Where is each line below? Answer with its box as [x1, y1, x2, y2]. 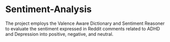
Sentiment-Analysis [5, 4, 92, 15]
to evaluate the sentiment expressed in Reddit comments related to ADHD [5, 25, 160, 31]
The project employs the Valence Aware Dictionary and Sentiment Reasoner [5, 20, 165, 26]
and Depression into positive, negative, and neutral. [5, 31, 114, 37]
